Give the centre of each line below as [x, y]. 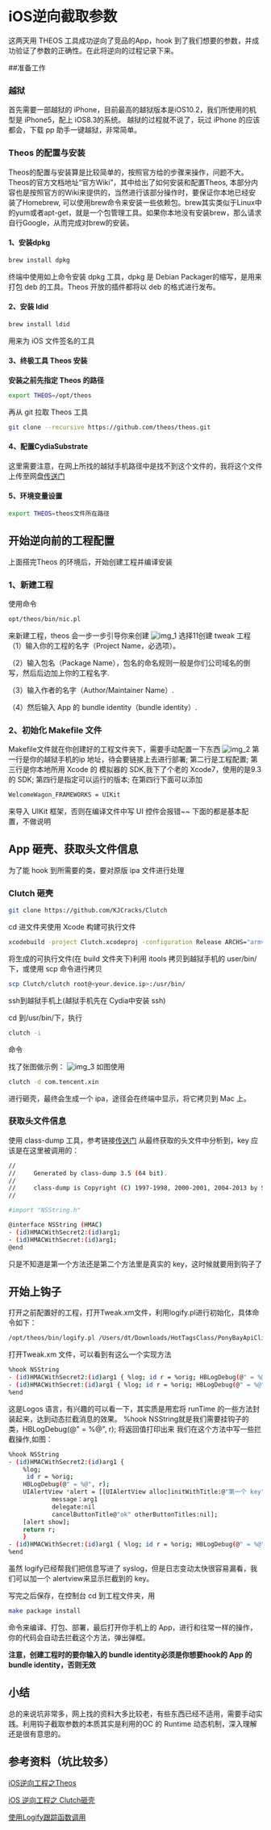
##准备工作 [27, 67]
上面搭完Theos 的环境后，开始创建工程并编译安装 [91, 561]
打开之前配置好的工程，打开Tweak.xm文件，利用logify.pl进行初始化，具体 [130, 1312]
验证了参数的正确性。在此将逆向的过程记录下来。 [96, 50]
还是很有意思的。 [37, 1734]
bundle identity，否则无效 [52, 1664]
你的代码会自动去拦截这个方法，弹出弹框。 [79, 1637]
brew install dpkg [39, 260]
